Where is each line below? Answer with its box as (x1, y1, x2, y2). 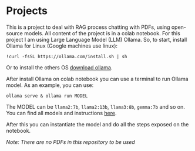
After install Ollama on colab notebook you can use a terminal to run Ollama (6, 75, 189, 82)
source (6, 29, 23, 36)
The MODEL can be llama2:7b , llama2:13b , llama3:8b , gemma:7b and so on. (6, 103, 185, 110)
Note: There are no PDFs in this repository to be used (6, 138, 135, 145)
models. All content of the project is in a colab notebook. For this (24, 29, 180, 36)
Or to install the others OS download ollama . (6, 63, 113, 71)
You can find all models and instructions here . (6, 109, 117, 116)
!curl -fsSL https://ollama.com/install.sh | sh (6, 53, 127, 59)
